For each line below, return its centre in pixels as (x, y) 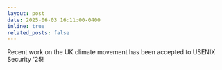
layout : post (26, 13)
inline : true (26, 26)
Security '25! (25, 60)
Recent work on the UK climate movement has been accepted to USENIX (111, 52)
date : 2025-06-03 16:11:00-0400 (54, 20)
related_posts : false (39, 33)
